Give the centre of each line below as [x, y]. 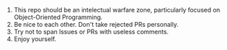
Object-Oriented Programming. [58, 17]
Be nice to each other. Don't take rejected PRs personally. [96, 24]
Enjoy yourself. [35, 39]
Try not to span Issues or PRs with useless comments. [91, 32]
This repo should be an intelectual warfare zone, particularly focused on [117, 10]
